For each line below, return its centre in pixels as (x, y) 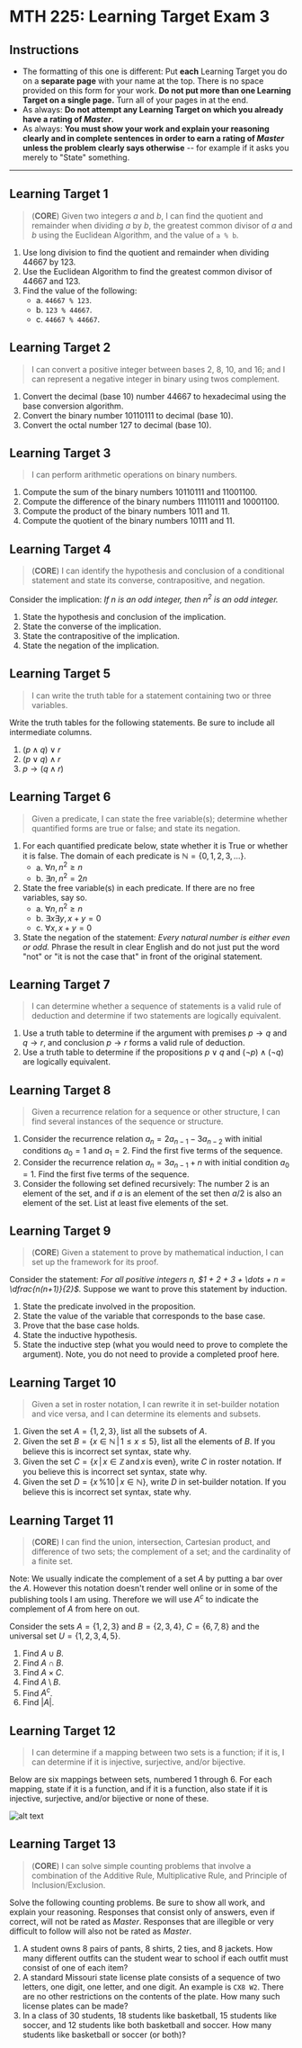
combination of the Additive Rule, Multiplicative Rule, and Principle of (159, 1875)
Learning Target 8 (60, 1090)
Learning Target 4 (60, 549)
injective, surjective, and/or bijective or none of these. (109, 1799)
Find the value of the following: (80, 291)
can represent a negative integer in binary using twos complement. (155, 379)
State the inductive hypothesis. (80, 1335)
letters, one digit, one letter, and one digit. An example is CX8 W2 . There (153, 1987)
